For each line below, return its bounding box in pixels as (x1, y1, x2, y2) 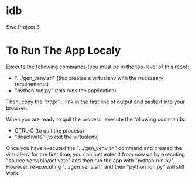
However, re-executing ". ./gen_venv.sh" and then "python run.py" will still (6, 163, 184, 170)
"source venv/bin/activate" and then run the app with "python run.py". (6, 156, 175, 164)
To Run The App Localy (6, 44, 121, 57)
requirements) (14, 81, 49, 88)
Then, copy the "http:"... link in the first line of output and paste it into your (6, 98, 186, 105)
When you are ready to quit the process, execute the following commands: (6, 116, 186, 123)
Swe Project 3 (6, 23, 40, 30)
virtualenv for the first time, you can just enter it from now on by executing (6, 151, 186, 158)
